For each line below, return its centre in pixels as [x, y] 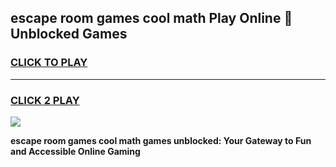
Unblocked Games [69, 34]
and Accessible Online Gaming [75, 151]
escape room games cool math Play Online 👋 [151, 18]
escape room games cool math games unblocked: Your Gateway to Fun [161, 140]
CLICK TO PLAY [49, 63]
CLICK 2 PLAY [45, 100]
